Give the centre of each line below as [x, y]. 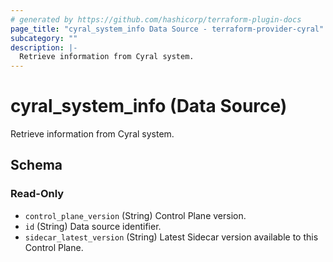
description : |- [44, 47]
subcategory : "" [44, 38]
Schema [36, 165]
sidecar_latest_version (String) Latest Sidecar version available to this [171, 237]
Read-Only [37, 194]
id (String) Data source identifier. [93, 226]
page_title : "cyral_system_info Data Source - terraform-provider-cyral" [167, 29]
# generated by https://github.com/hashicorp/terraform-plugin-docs [156, 19]
